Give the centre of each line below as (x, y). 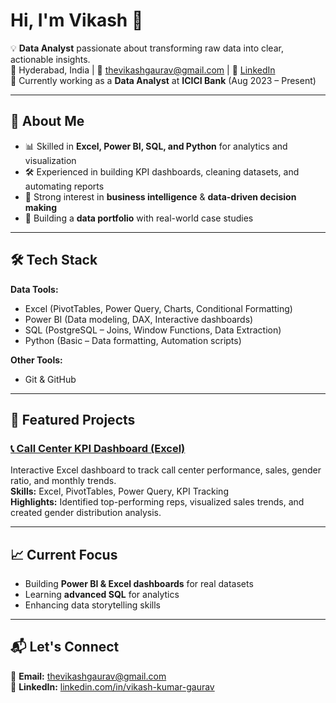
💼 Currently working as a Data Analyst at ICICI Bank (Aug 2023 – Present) (163, 80)
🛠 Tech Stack (54, 260)
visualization (50, 160)
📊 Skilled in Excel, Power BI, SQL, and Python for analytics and (156, 146)
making (41, 207)
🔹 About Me (47, 121)
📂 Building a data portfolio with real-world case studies (139, 218)
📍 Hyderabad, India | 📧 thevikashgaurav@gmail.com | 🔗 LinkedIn (143, 70)
